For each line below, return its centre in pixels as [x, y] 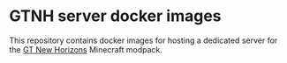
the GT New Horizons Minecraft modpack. [86, 49]
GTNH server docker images [116, 16]
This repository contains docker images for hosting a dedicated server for [143, 40]
